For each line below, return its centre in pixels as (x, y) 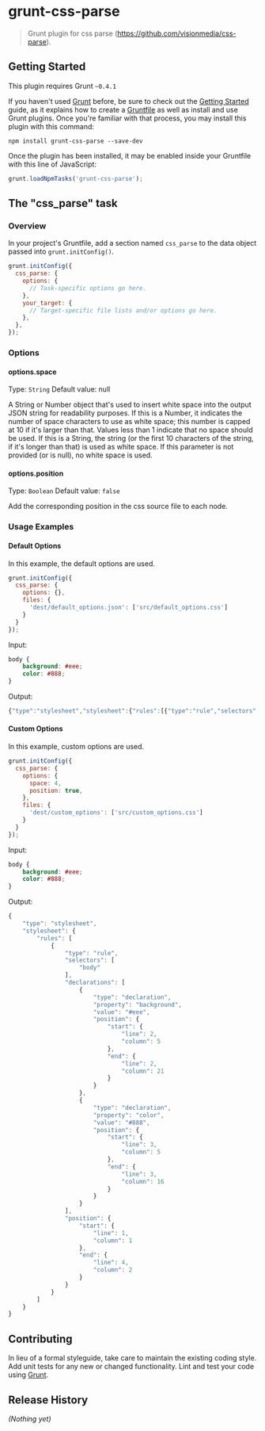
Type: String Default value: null (59, 389)
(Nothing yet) (30, 1418)
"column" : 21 (143, 1071)
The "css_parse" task (63, 203)
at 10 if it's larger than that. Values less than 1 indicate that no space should (131, 430)
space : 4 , (45, 783)
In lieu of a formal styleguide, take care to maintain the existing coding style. (132, 1358)
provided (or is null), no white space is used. (80, 455)
